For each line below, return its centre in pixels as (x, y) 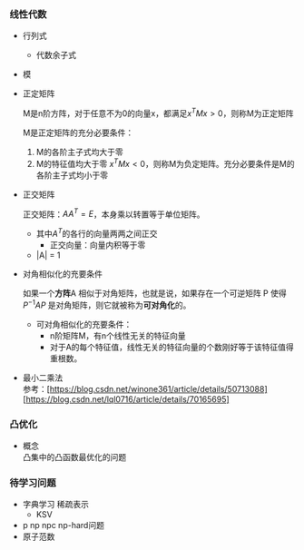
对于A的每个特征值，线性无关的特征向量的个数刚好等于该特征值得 (172, 347)
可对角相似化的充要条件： (84, 324)
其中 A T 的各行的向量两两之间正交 (97, 233)
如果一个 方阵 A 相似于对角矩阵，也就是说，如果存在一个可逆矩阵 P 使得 (155, 293)
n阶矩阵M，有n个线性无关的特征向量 (118, 335)
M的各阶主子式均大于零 (80, 152)
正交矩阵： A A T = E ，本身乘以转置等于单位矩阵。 (113, 213)
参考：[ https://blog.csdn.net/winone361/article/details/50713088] (145, 388)
